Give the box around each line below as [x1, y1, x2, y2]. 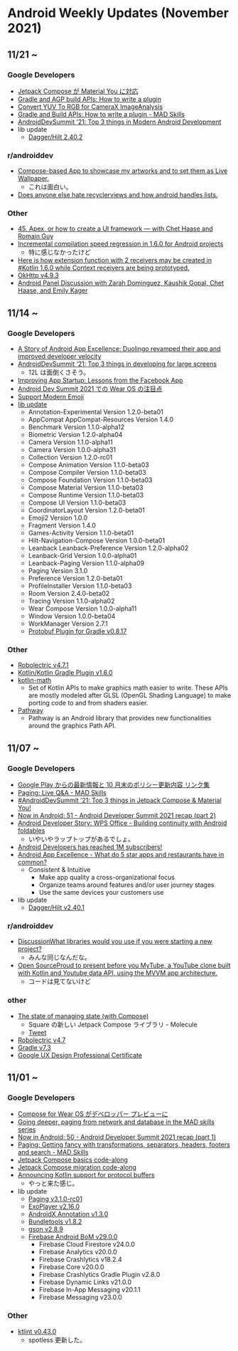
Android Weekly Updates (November [7, 5, 229, 21]
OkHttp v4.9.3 [17, 271, 59, 280]
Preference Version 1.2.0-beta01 [28, 574, 123, 583]
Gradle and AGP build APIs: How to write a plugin [17, 95, 162, 103]
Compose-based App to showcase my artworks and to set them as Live [17, 167, 228, 175]
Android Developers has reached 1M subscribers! [17, 843, 163, 851]
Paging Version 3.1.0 [28, 567, 88, 575]
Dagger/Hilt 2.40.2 [28, 132, 83, 141]
